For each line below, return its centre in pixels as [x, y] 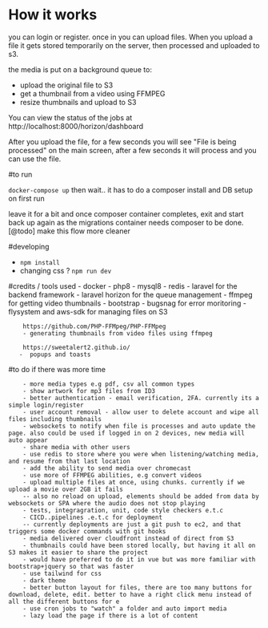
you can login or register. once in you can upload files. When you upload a [131, 37]
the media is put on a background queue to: [80, 69]
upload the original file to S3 [66, 85]
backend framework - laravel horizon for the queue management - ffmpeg [131, 294]
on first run [27, 198]
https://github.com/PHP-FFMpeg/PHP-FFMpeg [94, 326]
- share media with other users [76, 447]
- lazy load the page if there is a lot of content [110, 615]
